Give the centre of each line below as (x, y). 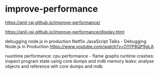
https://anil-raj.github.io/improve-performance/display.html (65, 32)
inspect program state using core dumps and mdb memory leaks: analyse (79, 61)
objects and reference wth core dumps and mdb (54, 66)
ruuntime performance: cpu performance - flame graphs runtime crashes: (80, 56)
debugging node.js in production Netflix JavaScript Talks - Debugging (76, 41)
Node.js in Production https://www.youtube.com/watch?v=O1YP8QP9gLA (79, 46)
